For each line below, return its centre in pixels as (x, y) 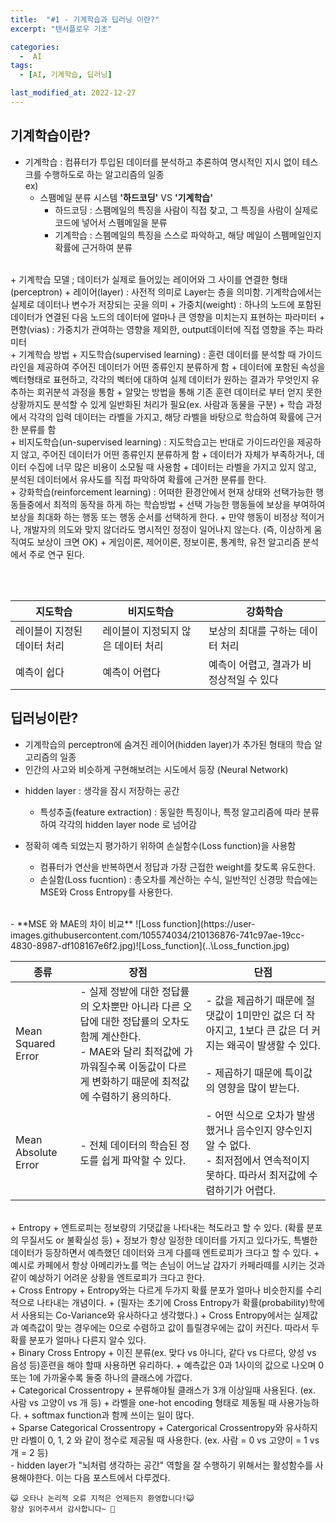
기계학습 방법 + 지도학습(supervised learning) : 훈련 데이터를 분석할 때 (157, 354)
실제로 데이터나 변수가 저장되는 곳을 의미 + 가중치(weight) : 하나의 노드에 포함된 (166, 304)
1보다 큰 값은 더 (273, 1030)
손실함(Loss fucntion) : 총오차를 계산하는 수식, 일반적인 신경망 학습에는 (178, 879)
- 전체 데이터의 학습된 (128, 1145)
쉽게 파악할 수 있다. (144, 1160)
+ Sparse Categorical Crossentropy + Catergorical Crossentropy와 (147, 1427)
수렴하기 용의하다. (131, 1096)
